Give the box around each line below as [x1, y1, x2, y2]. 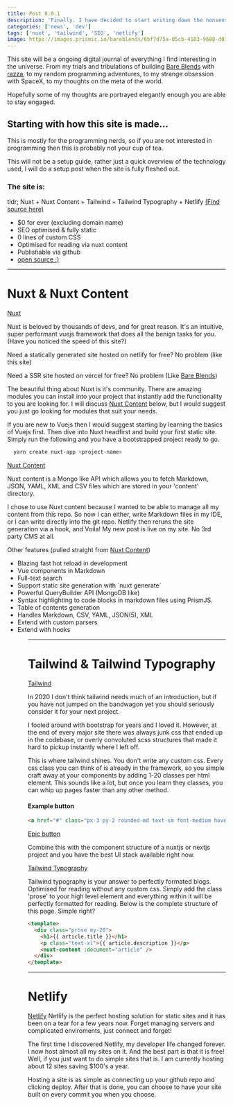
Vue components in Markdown [17, 567, 105, 575]
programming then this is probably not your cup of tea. [7, 144, 164, 152]
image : [7, 36, 26, 43]
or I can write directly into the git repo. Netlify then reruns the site [7, 517, 194, 526]
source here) [7, 205, 44, 214]
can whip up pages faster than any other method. [27, 785, 169, 794]
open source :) [17, 255, 60, 264]
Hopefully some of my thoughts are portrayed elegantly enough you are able [7, 91, 226, 99]
